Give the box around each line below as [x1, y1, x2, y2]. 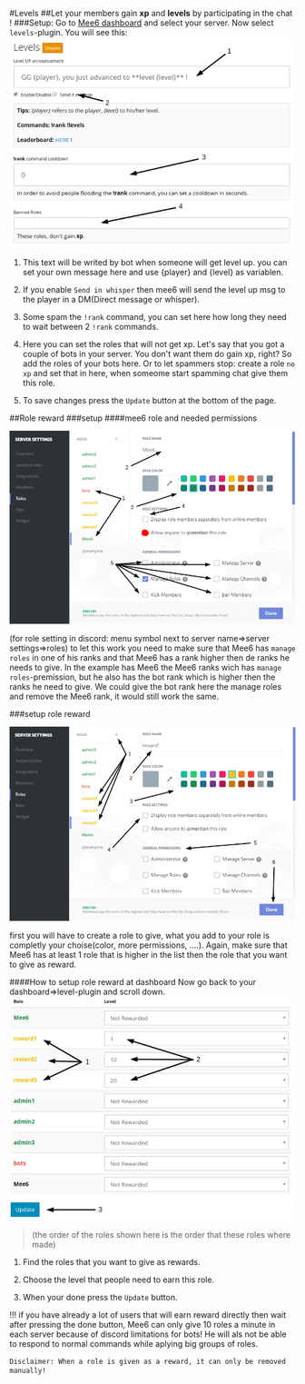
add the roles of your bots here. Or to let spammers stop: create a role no [22, 358, 295, 369]
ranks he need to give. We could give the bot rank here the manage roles [9, 682, 282, 692]
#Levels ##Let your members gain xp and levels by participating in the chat [9, 8, 293, 18]
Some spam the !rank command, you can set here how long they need [22, 312, 288, 323]
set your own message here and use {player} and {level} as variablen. [22, 267, 284, 278]
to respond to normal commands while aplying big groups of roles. [9, 1338, 259, 1349]
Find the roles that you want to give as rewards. [22, 1256, 201, 1267]
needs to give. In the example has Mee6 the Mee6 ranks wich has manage [9, 662, 282, 673]
